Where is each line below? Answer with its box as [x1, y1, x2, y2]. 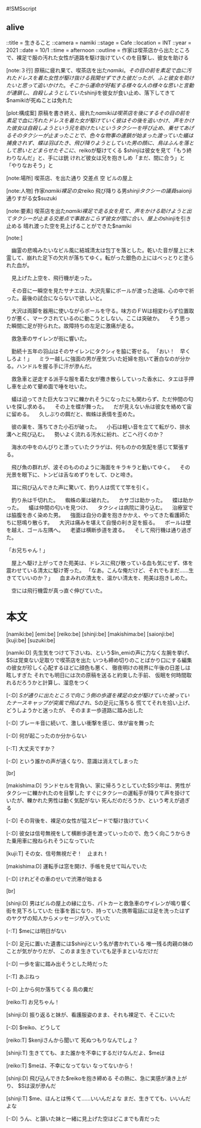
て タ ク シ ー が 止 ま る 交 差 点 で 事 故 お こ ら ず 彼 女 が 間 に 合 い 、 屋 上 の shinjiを [6, 215, 181, 222]
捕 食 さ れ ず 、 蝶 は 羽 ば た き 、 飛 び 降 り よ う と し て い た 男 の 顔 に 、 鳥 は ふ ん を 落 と [6, 139, 194, 146]
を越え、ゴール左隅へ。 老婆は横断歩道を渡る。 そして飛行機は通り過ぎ [6, 526, 192, 533]
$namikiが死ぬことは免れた [6, 96, 73, 104]
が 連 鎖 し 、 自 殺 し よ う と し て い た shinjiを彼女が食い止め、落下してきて [6, 89, 175, 96]
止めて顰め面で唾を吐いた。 [21, 382, 90, 390]
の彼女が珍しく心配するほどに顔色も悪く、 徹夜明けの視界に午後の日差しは [6, 664, 191, 671]
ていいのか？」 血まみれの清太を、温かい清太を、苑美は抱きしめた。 [16, 574, 191, 581]
